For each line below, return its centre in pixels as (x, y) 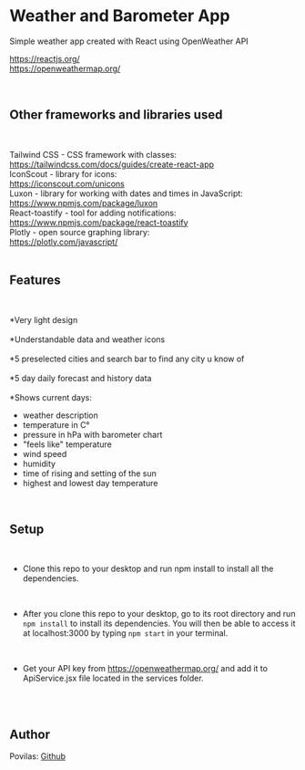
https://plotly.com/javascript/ (64, 242)
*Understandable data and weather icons (87, 339)
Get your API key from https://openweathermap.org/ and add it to (145, 669)
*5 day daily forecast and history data (81, 378)
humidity (39, 463)
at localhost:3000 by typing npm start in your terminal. (125, 633)
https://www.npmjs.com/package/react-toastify (99, 222)
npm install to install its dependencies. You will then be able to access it (159, 624)
